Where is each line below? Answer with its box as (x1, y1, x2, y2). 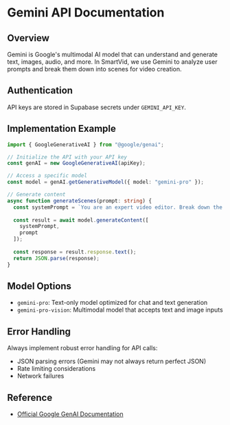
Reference (7, 391, 53, 403)
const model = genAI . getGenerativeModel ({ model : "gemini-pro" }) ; (7, 179, 205, 186)
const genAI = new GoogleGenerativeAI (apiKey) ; (7, 160, 146, 167)
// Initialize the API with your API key (7, 153, 128, 161)
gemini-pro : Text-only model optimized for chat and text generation (16, 299, 208, 307)
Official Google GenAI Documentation (16, 410, 124, 418)
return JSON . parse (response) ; (13, 255, 100, 262)
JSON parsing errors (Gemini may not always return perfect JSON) (16, 357, 207, 365)
